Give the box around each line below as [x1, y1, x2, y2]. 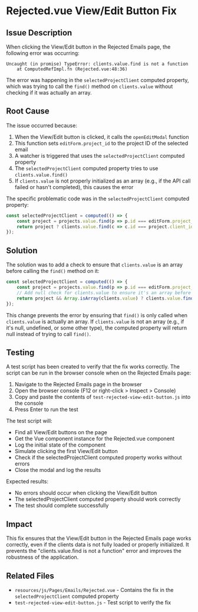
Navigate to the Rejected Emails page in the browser [14, 381, 143, 388]
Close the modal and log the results [14, 467, 101, 474]
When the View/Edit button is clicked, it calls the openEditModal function [14, 133, 189, 140]
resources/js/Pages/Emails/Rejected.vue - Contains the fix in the [14, 586, 174, 593]
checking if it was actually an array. [6, 89, 93, 96]
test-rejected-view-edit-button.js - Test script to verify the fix [14, 598, 171, 606]
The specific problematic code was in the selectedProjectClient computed [6, 195, 190, 202]
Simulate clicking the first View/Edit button [14, 448, 118, 455]
